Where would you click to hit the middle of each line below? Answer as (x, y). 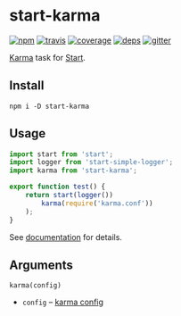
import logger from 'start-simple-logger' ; (91, 162)
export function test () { (57, 187)
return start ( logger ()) (70, 195)
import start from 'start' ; (62, 154)
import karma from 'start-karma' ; (74, 170)
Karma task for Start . (48, 57)
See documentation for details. (66, 237)
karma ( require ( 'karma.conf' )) (97, 203)
